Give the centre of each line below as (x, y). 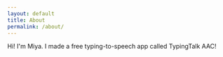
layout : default (31, 14)
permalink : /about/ (36, 26)
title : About (26, 20)
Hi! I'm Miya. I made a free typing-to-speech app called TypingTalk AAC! (112, 47)
